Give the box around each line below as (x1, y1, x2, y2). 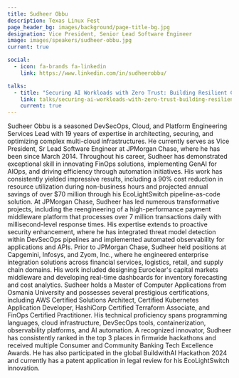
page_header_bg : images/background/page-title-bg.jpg (7, 23, 171, 31)
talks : (7, 83, 27, 90)
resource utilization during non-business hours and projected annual (7, 182, 208, 191)
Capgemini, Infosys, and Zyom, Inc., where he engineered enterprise (7, 251, 208, 259)
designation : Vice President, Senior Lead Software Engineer (7, 30, 193, 38)
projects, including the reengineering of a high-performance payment (7, 205, 211, 214)
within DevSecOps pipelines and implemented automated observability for (7, 236, 225, 244)
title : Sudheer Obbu (7, 10, 69, 18)
